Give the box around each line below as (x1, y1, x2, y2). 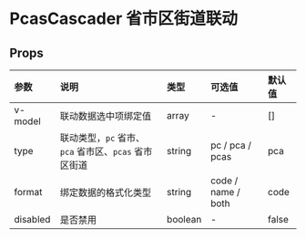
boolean (167, 213, 202, 225)
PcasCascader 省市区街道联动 (9, 8, 239, 29)
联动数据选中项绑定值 (59, 110, 152, 122)
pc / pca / (210, 139, 252, 151)
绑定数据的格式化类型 (59, 186, 152, 199)
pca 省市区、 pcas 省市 (59, 145, 153, 158)
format (14, 186, 43, 198)
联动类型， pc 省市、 (59, 131, 146, 144)
